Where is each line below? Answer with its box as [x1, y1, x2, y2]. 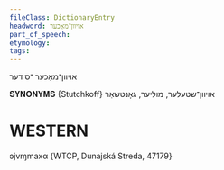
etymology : [9, 38, 51, 48]
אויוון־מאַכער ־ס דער [9, 71, 78, 82]
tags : [9, 47, 30, 56]
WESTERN [9, 121, 89, 141]
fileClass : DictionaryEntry [9, 13, 116, 22]
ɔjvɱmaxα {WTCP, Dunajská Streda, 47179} [9, 150, 173, 162]
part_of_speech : [9, 30, 70, 39]
